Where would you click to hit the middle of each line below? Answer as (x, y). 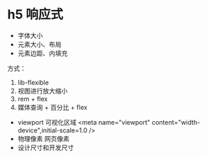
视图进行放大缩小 (43, 91)
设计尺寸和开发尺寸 (46, 147)
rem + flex (33, 98)
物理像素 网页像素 (43, 138)
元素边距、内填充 (43, 53)
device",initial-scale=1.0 (52, 130)
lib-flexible (33, 82)
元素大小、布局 (39, 44)
